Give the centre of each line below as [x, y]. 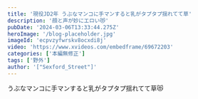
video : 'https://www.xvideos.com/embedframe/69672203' [90, 47]
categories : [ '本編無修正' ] [46, 54]
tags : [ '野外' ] [29, 61]
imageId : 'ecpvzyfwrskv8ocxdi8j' [57, 41]
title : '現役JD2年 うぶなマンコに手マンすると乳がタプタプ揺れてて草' [100, 14]
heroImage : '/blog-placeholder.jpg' [62, 34]
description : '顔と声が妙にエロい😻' [58, 21]
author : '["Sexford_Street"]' [52, 67]
